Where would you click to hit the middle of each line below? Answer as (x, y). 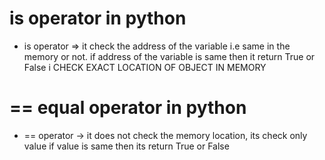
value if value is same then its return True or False (126, 146)
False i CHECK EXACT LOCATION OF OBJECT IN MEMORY (145, 67)
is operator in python (98, 18)
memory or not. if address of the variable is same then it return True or (169, 56)
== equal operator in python (128, 108)
